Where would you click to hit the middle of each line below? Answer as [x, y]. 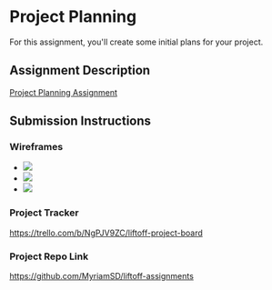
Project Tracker [44, 213]
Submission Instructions [81, 121]
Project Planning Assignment [64, 92]
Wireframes [36, 147]
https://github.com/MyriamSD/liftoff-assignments [101, 276]
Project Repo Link [49, 256]
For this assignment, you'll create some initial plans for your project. [136, 42]
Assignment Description [80, 70]
